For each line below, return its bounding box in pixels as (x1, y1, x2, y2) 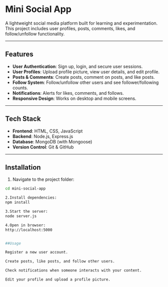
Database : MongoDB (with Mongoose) (12, 138, 92, 145)
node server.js (5, 213, 37, 219)
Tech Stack (5, 114, 41, 123)
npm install (5, 200, 30, 205)
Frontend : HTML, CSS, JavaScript (12, 128, 83, 134)
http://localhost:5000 (5, 227, 52, 232)
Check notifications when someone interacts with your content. (5, 268, 142, 273)
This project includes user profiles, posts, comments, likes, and (5, 25, 135, 31)
